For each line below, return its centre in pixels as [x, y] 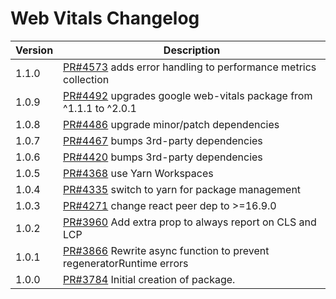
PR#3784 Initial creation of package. [149, 279]
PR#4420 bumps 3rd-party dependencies [163, 157]
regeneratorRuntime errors [126, 263]
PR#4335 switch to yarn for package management [182, 189]
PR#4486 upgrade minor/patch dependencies [171, 124]
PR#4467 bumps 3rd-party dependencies [163, 140]
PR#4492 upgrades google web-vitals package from [188, 95]
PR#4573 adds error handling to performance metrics [190, 67]
